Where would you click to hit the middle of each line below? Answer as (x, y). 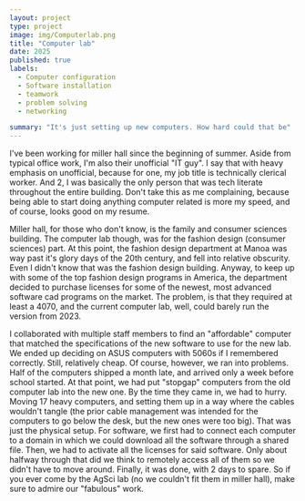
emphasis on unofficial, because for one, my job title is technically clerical (148, 173)
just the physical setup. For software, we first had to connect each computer (153, 431)
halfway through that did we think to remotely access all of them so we (142, 460)
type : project (36, 26)
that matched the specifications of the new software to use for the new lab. (150, 343)
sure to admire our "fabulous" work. (76, 489)
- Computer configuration (67, 77)
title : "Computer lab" (52, 43)
